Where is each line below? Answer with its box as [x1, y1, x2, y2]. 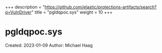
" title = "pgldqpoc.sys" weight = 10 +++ [31, 9, 113, 15]
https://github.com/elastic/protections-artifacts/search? [44, 4, 157, 10]
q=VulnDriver [5, 9, 32, 15]
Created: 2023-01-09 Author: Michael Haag [5, 42, 93, 48]
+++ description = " [5, 4, 45, 10]
